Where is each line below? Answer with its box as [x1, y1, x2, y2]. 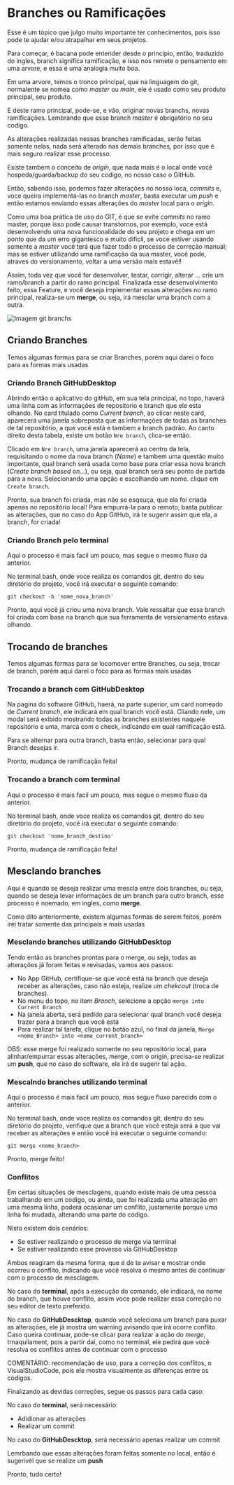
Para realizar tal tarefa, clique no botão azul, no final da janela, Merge [17, 1025, 214, 1033]
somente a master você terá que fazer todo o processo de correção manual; [7, 242, 227, 250]
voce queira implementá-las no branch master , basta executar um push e [7, 191, 219, 200]
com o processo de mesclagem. [7, 1273, 100, 1282]
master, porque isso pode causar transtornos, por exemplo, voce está [7, 219, 208, 228]
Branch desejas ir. [7, 744, 59, 752]
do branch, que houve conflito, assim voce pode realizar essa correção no [7, 1294, 221, 1303]
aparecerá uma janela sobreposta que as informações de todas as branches [7, 416, 227, 425]
